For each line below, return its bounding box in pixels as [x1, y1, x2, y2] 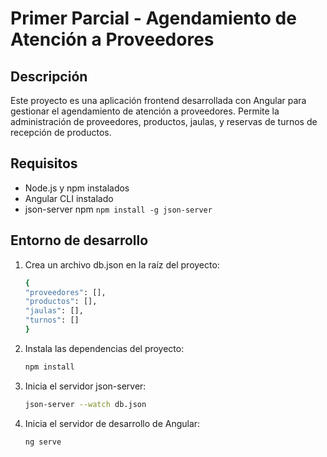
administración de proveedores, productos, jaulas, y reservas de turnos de [10, 116, 318, 127]
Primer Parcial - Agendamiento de [10, 7, 297, 30]
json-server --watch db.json [24, 399, 147, 409]
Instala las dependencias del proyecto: [24, 342, 185, 354]
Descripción [10, 68, 88, 85]
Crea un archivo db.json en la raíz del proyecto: [24, 258, 220, 271]
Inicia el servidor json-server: [24, 380, 147, 392]
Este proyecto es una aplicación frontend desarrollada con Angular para [10, 95, 307, 106]
